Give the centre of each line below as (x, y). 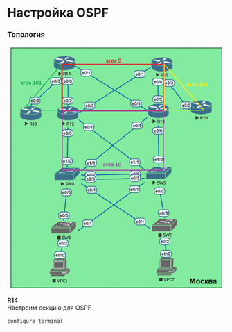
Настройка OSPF (58, 13)
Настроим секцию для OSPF (50, 308)
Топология (26, 35)
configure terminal (35, 321)
